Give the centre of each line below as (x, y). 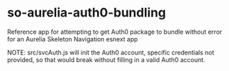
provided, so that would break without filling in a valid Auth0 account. (107, 59)
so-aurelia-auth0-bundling (87, 13)
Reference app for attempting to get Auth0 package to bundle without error (115, 32)
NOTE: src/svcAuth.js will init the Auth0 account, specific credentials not (111, 52)
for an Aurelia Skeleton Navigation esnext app (73, 39)
